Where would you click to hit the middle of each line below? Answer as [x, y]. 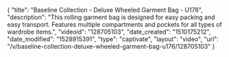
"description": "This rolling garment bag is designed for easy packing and [111, 17]
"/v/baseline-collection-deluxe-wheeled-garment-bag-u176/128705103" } [111, 46]
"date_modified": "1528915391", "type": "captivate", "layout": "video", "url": [113, 39]
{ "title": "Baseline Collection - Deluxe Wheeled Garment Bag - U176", [105, 10]
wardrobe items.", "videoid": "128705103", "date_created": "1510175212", [109, 32]
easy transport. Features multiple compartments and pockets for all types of [115, 24]
